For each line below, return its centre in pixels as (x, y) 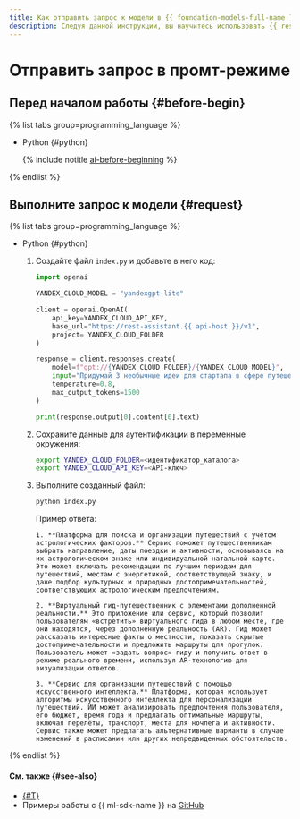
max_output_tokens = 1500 (96, 392)
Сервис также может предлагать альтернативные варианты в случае (159, 731)
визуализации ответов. (78, 669)
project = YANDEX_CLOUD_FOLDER (108, 335)
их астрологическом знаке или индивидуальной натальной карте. (156, 559)
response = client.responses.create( (106, 359)
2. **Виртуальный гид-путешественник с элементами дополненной (156, 606)
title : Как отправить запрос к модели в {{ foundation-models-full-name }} (153, 17)
